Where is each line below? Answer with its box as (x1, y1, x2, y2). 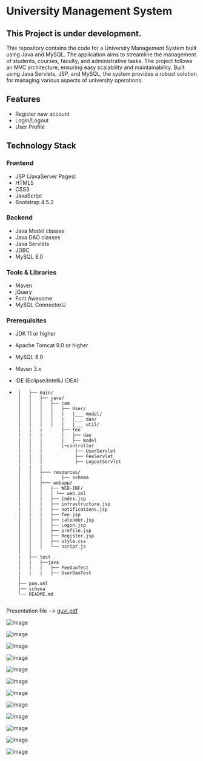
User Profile (15, 123, 45, 130)
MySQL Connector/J (15, 301, 67, 308)
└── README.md (18, 591, 54, 597)
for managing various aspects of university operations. (6, 77, 143, 84)
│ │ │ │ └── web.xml (18, 491, 86, 497)
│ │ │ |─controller (18, 443, 95, 449)
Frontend (6, 159, 34, 167)
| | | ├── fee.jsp (18, 512, 81, 518)
